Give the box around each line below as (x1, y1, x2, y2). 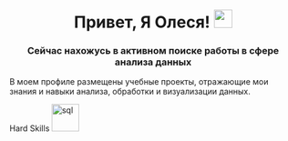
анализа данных (114, 55, 192, 68)
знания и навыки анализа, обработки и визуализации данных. (9, 86, 251, 97)
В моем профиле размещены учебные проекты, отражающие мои (9, 76, 269, 87)
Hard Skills (9, 123, 50, 134)
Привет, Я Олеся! (74, 12, 211, 33)
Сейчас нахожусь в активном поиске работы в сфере (26, 45, 280, 57)
